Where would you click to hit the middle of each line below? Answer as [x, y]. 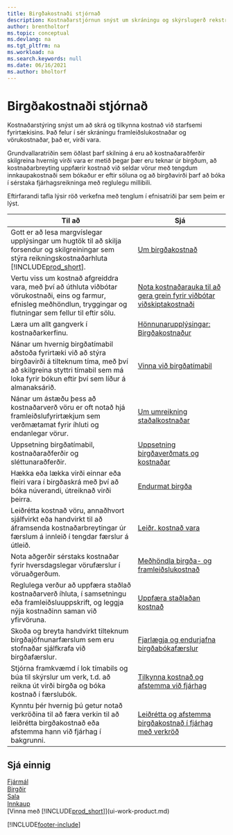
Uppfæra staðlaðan [169, 599]
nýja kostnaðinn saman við [54, 611]
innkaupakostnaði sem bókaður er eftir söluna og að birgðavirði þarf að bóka [116, 175]
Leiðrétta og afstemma [174, 714]
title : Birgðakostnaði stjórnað [54, 14]
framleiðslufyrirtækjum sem [55, 416]
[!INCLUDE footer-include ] [44, 825]
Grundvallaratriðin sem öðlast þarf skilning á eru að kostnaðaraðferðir [106, 153]
